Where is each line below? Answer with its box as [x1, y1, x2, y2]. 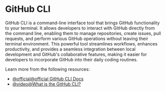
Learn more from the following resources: [5, 66, 90, 72]
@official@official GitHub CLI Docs [12, 76, 84, 82]
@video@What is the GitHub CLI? [12, 81, 81, 87]
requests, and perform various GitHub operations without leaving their [5, 36, 149, 42]
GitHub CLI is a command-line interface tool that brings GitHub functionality [5, 20, 160, 26]
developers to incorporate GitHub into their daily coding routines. [5, 56, 138, 62]
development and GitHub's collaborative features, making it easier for [5, 51, 147, 57]
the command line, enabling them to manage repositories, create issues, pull [5, 30, 161, 36]
